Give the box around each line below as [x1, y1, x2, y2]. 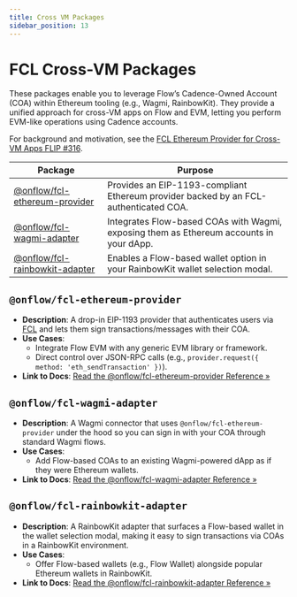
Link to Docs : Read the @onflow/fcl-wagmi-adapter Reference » [21, 474, 258, 485]
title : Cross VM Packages [9, 12, 104, 22]
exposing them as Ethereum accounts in [107, 226, 274, 239]
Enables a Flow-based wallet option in [107, 252, 267, 264]
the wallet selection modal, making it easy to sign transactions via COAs [21, 530, 285, 540]
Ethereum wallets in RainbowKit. [34, 568, 153, 578]
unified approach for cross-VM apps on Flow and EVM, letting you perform [9, 107, 282, 118]
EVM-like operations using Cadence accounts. [9, 117, 179, 127]
